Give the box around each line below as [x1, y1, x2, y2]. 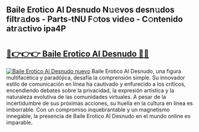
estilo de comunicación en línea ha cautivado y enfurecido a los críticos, [6, 81, 186, 87]
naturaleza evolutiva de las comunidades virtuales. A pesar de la [6, 93, 166, 100]
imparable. [6, 119, 33, 126]
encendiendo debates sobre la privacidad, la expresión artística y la [6, 87, 174, 94]
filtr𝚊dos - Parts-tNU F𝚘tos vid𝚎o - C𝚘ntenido [6, 14, 183, 25]
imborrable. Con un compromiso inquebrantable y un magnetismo [6, 106, 170, 113]
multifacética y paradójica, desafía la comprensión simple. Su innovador [6, 74, 186, 81]
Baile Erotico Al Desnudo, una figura [91, 68, 182, 75]
